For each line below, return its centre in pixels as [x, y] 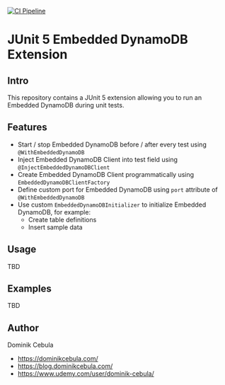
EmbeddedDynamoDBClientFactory [64, 183]
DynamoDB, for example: [54, 212]
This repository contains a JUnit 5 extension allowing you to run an [105, 98]
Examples [29, 289]
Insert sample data [55, 227]
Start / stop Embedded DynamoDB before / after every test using [112, 144]
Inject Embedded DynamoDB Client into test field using [98, 159]
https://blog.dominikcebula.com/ [65, 366]
